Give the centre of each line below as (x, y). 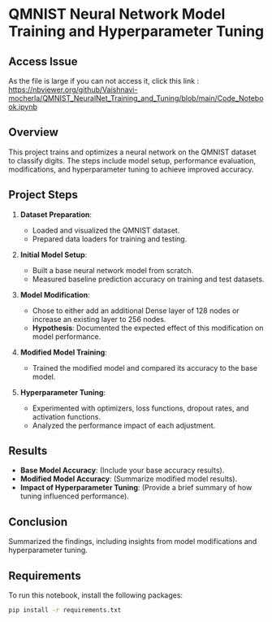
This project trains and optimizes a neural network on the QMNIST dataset (133, 152)
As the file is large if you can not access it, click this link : (104, 81)
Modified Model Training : (64, 352)
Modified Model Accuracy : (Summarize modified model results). (129, 479)
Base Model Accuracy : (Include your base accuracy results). (122, 470)
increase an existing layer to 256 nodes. (99, 319)
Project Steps (43, 195)
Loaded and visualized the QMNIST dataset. (106, 230)
